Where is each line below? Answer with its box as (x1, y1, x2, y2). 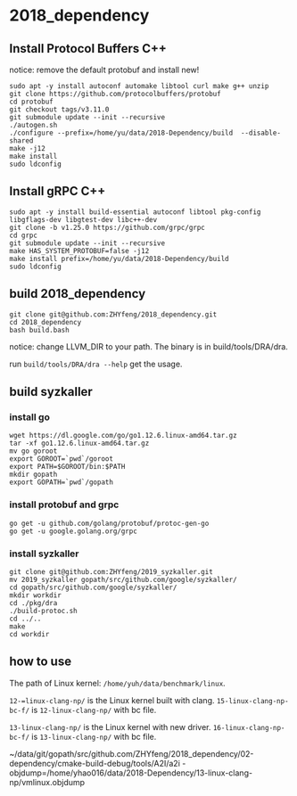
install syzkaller (9, 547, 79, 560)
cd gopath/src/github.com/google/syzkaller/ (9, 583, 177, 592)
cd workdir (9, 629, 50, 638)
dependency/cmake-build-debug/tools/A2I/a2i (9, 758, 181, 768)
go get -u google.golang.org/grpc (9, 527, 138, 536)
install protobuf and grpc (9, 498, 120, 511)
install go (9, 411, 51, 423)
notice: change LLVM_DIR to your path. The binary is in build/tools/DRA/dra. (9, 341, 288, 352)
